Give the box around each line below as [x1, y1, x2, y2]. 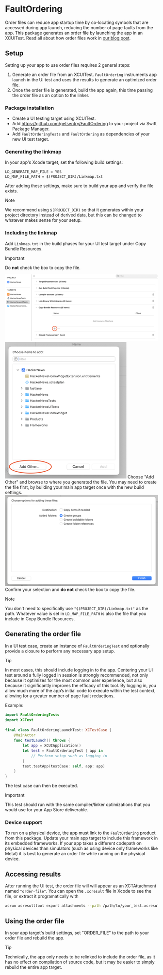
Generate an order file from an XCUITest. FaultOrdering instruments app [12, 72, 157, 77]
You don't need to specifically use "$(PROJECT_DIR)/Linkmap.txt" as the [5, 606, 148, 611]
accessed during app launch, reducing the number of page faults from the [5, 24, 153, 30]
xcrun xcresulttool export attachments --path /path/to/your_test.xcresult [5, 903, 162, 908]
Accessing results [5, 870, 61, 878]
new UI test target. [12, 136, 49, 142]
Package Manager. [12, 126, 50, 132]
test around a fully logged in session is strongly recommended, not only [5, 672, 148, 678]
